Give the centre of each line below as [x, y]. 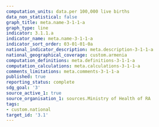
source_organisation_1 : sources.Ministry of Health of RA [78, 98]
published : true [26, 77]
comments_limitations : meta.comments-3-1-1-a [62, 71]
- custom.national [28, 109]
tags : [13, 104]
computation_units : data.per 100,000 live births [68, 11]
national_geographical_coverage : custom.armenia [67, 55]
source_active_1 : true [34, 93]
